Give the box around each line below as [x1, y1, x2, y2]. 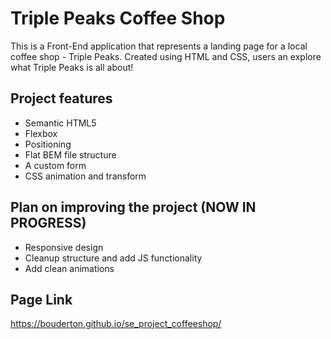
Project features [10, 90, 113, 107]
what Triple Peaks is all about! [10, 61, 134, 73]
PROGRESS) [10, 215, 87, 232]
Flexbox [24, 127, 58, 139]
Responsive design [24, 241, 104, 253]
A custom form [24, 159, 87, 171]
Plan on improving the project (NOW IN [10, 199, 257, 216]
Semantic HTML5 [24, 117, 97, 129]
